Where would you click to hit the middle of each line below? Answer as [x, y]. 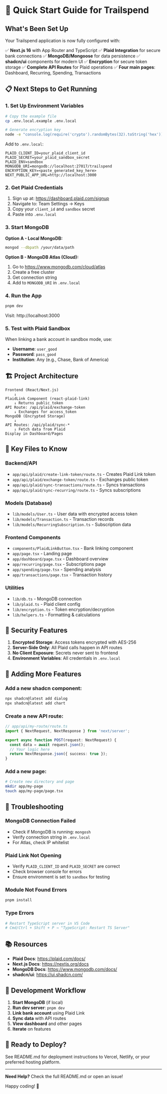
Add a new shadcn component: [43, 688]
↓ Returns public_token [39, 403]
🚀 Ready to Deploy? [36, 1045]
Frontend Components [33, 537]
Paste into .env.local [34, 214]
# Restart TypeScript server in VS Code [48, 923]
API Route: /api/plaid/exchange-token [45, 407]
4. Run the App [24, 295]
